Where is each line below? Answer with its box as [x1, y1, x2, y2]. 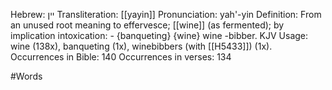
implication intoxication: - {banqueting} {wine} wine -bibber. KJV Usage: [10, 30, 309, 41]
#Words [10, 70, 43, 82]
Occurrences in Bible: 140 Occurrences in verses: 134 [10, 51, 232, 63]
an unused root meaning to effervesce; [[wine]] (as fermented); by [10, 19, 285, 31]
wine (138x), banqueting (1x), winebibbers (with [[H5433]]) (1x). [10, 40, 273, 52]
